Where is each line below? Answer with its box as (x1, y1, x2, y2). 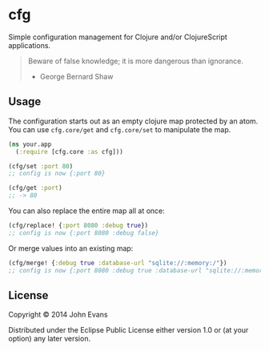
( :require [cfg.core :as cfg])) (15, 147, 124, 155)
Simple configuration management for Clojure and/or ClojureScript (8, 32, 228, 42)
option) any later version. (8, 334, 90, 344)
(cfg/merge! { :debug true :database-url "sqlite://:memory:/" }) (8, 259, 227, 267)
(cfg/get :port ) (8, 184, 62, 192)
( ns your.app (8, 140, 52, 148)
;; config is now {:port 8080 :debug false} (8, 228, 159, 237)
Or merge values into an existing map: (8, 243, 134, 253)
